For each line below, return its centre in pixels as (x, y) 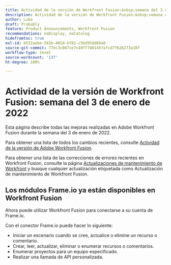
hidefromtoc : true (25, 39)
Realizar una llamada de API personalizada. (58, 257)
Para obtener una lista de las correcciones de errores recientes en (75, 158)
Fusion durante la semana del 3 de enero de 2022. (58, 133)
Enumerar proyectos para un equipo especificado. (65, 252)
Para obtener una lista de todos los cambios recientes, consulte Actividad (82, 142)
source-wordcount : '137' (32, 57)
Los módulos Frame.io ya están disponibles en (80, 190)
